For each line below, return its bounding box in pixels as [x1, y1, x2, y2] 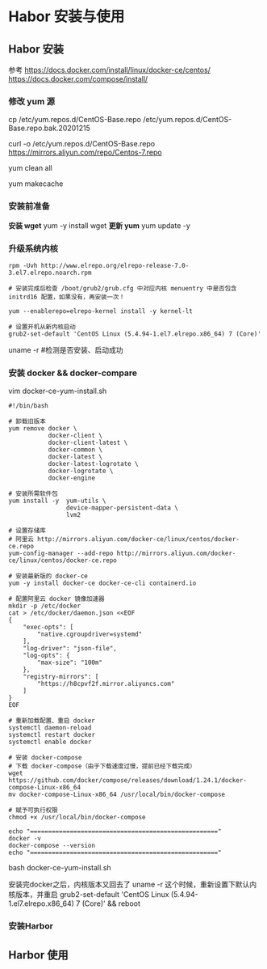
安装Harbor [8, 920, 54, 932]
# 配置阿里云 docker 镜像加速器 [8, 595, 105, 603]
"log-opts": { [23, 652, 70, 660]
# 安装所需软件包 [8, 490, 58, 498]
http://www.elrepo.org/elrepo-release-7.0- [40, 261, 190, 269]
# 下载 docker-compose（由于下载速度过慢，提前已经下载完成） [8, 762, 196, 771]
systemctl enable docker [8, 738, 92, 747]
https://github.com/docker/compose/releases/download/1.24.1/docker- [8, 776, 248, 785]
